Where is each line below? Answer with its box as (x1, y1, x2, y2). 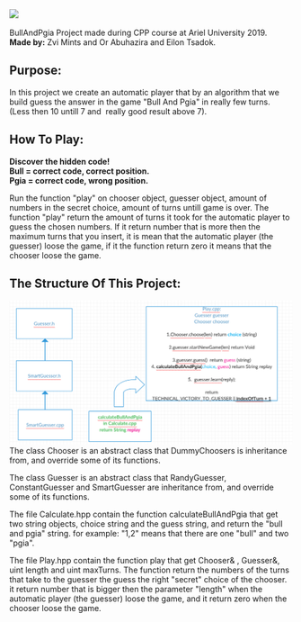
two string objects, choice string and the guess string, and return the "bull (9, 518, 283, 529)
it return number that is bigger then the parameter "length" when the (9, 583, 263, 594)
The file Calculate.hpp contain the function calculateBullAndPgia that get (9, 509, 279, 519)
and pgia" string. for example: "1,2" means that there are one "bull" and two (9, 527, 289, 538)
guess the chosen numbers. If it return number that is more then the (9, 221, 261, 232)
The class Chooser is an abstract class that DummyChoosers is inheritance (9, 445, 288, 455)
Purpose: (9, 63, 62, 78)
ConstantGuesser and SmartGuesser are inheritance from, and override (9, 482, 274, 492)
